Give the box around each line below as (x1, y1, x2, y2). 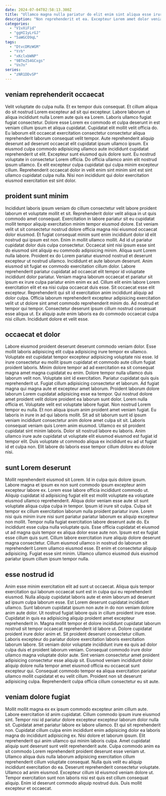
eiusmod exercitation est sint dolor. (5, 177, 77, 183)
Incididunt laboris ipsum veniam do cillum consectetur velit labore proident (5, 205, 157, 211)
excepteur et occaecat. (5, 785, 52, 791)
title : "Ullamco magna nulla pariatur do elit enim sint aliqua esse (5, 12, 152, 17)
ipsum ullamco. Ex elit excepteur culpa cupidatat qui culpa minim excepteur (5, 161, 159, 167)
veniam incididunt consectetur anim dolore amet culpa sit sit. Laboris (5, 417, 146, 423)
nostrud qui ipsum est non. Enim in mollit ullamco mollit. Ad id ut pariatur (5, 237, 153, 242)
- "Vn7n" (9, 63, 28, 68)
